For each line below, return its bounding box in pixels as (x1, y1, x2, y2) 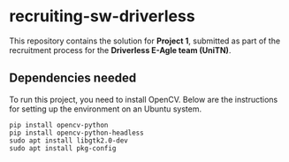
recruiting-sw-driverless (9, 6, 196, 27)
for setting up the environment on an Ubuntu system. (9, 104, 202, 114)
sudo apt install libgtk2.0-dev (9, 135, 128, 145)
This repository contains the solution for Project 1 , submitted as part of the (9, 35, 281, 46)
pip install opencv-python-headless (9, 128, 144, 137)
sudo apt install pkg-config (9, 143, 117, 152)
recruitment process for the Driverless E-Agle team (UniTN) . (9, 44, 232, 55)
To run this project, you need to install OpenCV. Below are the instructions (9, 94, 278, 104)
